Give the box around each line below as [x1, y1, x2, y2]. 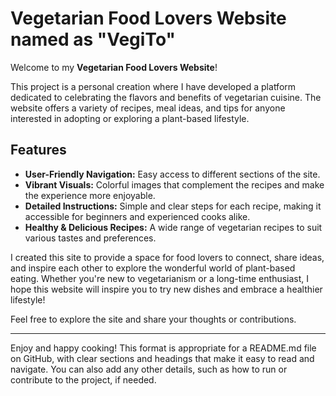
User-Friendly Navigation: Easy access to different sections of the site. [24, 168, 321, 180]
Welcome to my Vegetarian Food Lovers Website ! [10, 61, 218, 73]
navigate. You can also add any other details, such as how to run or [10, 363, 288, 375]
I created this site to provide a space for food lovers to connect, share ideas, [10, 251, 325, 263]
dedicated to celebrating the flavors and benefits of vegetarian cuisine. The [10, 91, 322, 103]
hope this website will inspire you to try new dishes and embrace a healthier [10, 283, 323, 295]
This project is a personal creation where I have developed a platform [10, 80, 297, 92]
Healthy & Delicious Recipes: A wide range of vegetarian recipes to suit [24, 221, 323, 233]
